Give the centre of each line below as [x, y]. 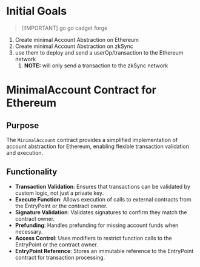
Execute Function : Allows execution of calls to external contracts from [103, 199]
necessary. [29, 231]
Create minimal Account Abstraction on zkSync [74, 46]
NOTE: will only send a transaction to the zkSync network [96, 66]
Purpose [23, 125]
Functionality [32, 172]
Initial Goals [37, 11]
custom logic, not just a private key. [59, 193]
